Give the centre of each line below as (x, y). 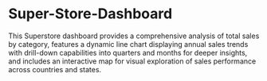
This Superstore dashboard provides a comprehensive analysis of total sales (134, 36)
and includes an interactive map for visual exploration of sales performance (132, 61)
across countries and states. (55, 69)
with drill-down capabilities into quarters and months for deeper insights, (128, 52)
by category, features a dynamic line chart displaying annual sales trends (128, 44)
